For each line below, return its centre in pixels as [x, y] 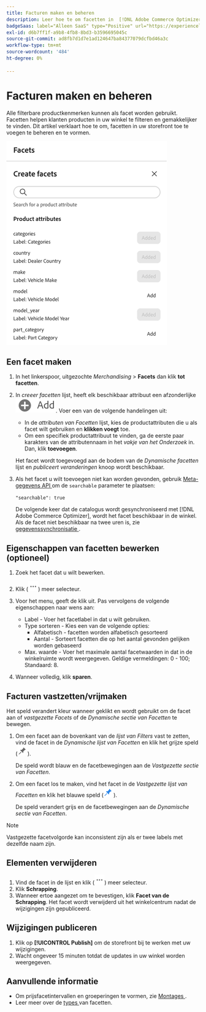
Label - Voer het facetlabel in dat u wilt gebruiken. [88, 619]
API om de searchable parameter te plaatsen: [98, 485]
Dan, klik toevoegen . [51, 449]
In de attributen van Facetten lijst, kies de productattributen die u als [111, 423]
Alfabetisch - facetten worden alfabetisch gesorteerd [101, 633]
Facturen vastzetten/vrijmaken [67, 696]
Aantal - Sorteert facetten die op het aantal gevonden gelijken [112, 639]
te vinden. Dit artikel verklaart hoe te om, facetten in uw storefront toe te [97, 126]
